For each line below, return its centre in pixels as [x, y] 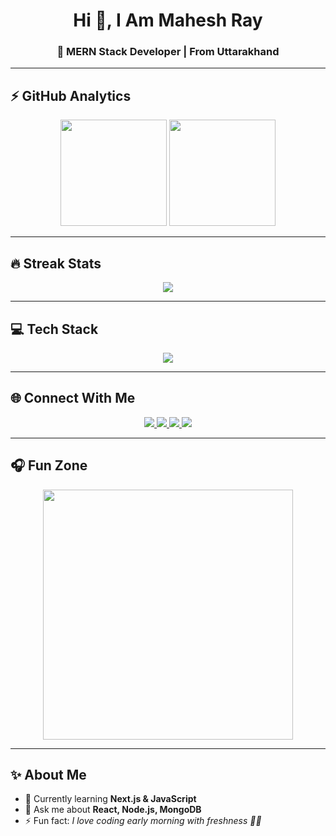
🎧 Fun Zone [49, 465]
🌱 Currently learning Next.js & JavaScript [110, 799]
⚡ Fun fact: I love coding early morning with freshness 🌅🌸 [143, 821]
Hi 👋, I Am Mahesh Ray [168, 20]
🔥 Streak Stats [56, 263]
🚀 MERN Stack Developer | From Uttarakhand [168, 52]
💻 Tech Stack [54, 329]
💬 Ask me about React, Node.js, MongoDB [113, 810]
